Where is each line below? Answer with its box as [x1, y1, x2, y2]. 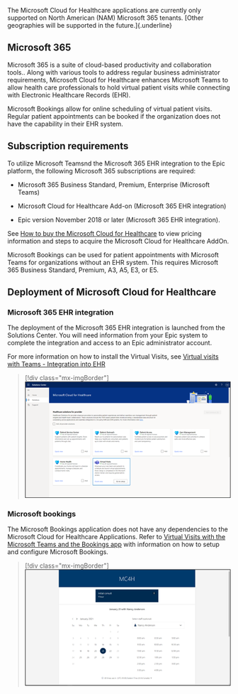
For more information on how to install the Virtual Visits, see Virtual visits [7, 352, 219, 361]
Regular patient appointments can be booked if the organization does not [7, 112, 221, 120]
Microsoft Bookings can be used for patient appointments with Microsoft [7, 250, 220, 259]
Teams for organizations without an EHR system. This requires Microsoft [7, 258, 218, 266]
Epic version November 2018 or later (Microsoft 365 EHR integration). [17, 215, 221, 224]
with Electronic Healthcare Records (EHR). [7, 90, 131, 99]
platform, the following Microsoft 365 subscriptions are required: [7, 166, 196, 175]
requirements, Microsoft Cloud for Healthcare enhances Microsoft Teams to [7, 75, 229, 84]
